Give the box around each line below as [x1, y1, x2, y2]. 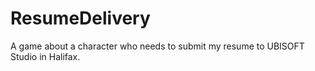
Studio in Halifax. [10, 50, 81, 62]
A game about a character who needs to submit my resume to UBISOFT [10, 40, 305, 52]
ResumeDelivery [10, 7, 151, 30]
